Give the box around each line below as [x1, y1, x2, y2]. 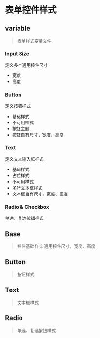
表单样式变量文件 [17, 38, 52, 44]
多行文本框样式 [12, 185, 42, 191]
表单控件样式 [5, 4, 57, 16]
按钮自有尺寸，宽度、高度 [12, 132, 64, 138]
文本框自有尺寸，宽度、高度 [12, 191, 68, 196]
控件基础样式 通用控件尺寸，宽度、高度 [17, 243, 96, 249]
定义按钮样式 [5, 103, 31, 109]
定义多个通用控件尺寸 [5, 62, 48, 68]
